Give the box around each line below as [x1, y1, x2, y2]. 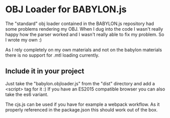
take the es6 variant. [5, 91, 48, 98]
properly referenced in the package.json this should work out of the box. [5, 106, 158, 113]
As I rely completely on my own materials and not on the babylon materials [5, 46, 162, 53]
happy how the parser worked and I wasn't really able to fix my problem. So [5, 31, 164, 37]
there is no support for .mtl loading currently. [5, 52, 100, 58]
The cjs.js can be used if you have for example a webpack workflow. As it [5, 101, 160, 107]
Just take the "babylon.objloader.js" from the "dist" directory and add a [5, 80, 155, 86]
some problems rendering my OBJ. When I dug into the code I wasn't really [5, 26, 163, 32]
